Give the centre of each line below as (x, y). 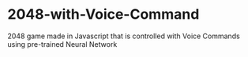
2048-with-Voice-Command (103, 14)
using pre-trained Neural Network (62, 44)
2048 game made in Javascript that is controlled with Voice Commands (124, 36)
